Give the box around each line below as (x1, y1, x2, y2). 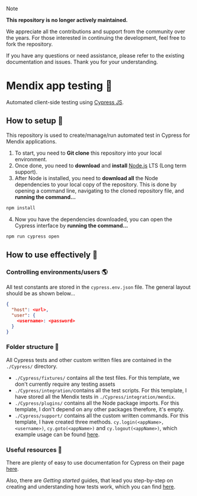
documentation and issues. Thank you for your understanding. (6, 59, 159, 65)
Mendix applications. (6, 137, 57, 145)
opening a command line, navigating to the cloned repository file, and (14, 187, 185, 194)
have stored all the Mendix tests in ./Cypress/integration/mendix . (14, 393, 176, 400)
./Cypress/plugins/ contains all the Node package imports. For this (14, 399, 179, 407)
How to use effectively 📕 (6, 249, 98, 260)
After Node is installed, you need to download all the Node (14, 174, 159, 181)
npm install (6, 204, 35, 211)
